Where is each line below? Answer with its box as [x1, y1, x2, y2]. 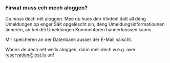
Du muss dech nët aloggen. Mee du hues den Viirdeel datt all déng [5, 16, 146, 22]
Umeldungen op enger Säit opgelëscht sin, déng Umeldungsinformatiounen [5, 21, 165, 27]
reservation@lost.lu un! [5, 52, 55, 58]
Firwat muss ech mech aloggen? [5, 4, 88, 11]
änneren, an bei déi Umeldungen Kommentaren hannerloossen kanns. [5, 27, 153, 33]
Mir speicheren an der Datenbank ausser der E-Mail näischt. [5, 36, 133, 43]
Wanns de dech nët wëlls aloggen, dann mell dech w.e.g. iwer [5, 47, 136, 53]
